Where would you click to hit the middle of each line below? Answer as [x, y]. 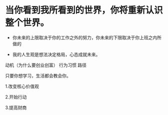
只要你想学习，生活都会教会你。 [38, 75]
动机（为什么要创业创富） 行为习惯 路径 [46, 65]
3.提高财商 [16, 107]
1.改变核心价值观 [22, 86]
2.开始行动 [16, 97]
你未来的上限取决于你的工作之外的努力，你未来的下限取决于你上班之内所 [87, 37]
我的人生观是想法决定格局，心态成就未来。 [56, 54]
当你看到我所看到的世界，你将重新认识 [84, 10]
